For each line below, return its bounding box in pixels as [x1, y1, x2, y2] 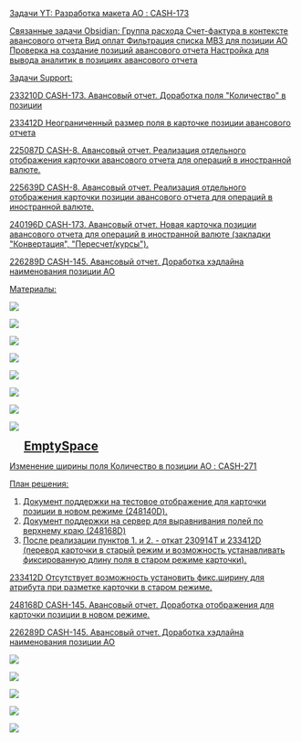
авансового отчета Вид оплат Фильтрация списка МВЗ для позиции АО [9, 36, 288, 46]
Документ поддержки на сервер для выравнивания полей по [22, 515, 264, 526]
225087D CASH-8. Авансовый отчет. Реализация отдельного [9, 145, 246, 155]
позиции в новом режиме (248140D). [22, 506, 168, 516]
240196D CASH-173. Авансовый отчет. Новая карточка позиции [9, 219, 257, 229]
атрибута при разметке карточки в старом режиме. [9, 582, 213, 592]
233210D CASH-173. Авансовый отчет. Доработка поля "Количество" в [9, 90, 286, 101]
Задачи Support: [9, 72, 73, 83]
